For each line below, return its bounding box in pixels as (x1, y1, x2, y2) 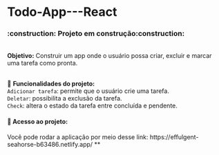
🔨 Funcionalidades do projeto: (7, 80, 95, 88)
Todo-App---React (7, 4, 117, 20)
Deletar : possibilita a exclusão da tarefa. (7, 94, 122, 103)
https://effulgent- (149, 132, 199, 141)
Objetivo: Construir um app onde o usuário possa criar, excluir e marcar (7, 52, 212, 60)
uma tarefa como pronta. (7, 59, 78, 68)
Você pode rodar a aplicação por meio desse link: (7, 132, 149, 141)
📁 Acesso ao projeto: (7, 118, 68, 126)
